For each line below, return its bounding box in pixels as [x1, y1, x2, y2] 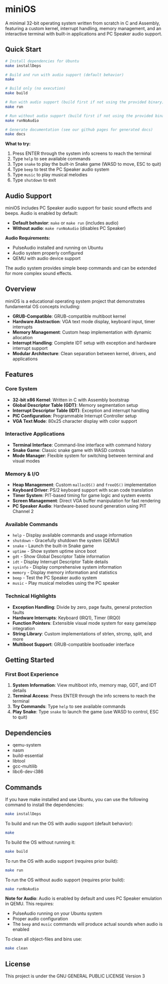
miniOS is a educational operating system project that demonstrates [5, 298, 145, 304]
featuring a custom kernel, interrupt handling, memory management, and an [5, 25, 161, 31]
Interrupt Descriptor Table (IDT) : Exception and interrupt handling [12, 407, 149, 413]
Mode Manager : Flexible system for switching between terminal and [12, 452, 153, 458]
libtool [12, 758, 25, 764]
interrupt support [12, 345, 48, 351]
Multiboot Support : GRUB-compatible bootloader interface [12, 641, 135, 647]
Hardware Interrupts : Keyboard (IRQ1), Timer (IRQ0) [12, 615, 121, 621]
